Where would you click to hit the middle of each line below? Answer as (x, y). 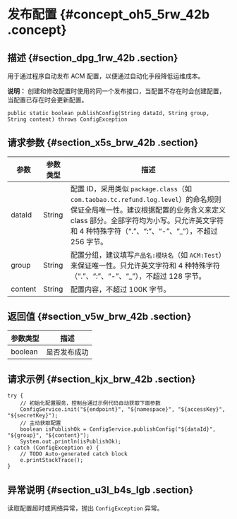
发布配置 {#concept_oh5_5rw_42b (109, 14)
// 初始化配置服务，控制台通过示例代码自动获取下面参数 (90, 403)
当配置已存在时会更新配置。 (48, 100)
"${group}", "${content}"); (49, 436)
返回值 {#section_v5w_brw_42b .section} (99, 317)
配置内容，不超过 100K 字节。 (120, 289)
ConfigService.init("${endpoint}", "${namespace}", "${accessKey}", (123, 410)
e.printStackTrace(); (51, 460)
